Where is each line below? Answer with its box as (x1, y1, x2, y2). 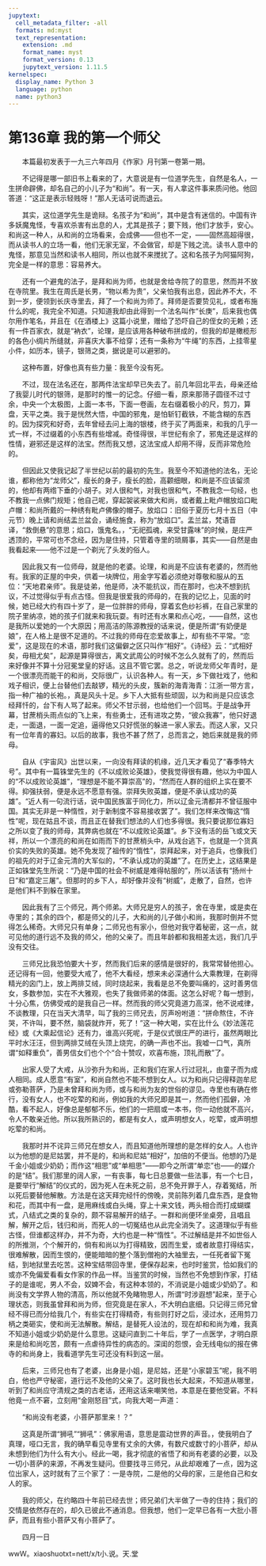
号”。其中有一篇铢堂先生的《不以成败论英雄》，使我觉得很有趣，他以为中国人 (8, 767, 258, 776)
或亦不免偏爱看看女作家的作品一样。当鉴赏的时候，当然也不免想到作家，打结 (8, 1270, 258, 1279)
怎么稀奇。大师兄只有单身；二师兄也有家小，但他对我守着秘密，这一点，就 (14, 922, 258, 932)
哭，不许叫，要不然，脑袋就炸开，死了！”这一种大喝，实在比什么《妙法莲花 (8, 1019, 255, 1028)
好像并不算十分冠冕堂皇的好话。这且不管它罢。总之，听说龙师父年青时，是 (14, 661, 258, 670)
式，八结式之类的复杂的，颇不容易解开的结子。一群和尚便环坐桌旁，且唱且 (8, 1210, 251, 1220)
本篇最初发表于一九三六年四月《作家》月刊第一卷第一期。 (21, 157, 210, 166)
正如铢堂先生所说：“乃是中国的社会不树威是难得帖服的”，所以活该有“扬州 (8, 866, 247, 875)
